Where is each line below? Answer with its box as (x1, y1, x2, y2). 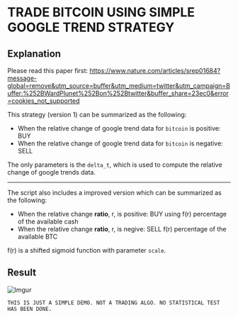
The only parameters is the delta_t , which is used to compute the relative (7, 160, 222, 169)
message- (7, 74, 38, 82)
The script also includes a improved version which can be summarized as (7, 189, 222, 197)
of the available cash (17, 217, 79, 226)
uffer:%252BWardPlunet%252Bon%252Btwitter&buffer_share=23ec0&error (7, 89, 229, 97)
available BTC (17, 232, 58, 241)
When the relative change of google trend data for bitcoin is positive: (17, 124, 221, 132)
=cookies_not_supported (7, 97, 80, 105)
